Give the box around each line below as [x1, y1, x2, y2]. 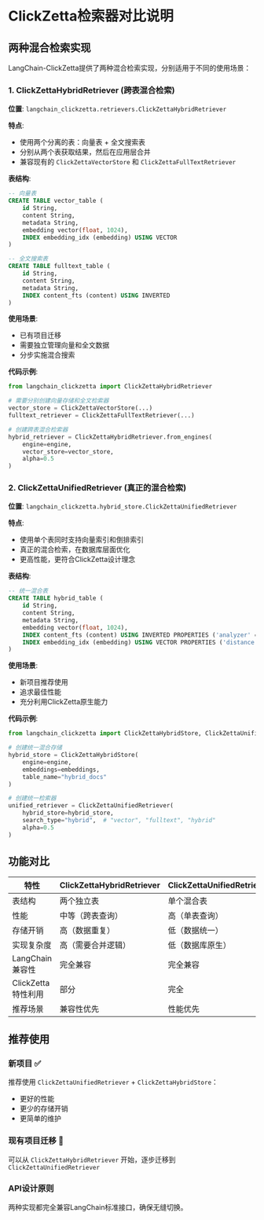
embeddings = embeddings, [22, 766, 101, 774]
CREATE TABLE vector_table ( [8, 197, 104, 205]
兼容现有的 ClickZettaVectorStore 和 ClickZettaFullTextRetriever [19, 157, 236, 167]
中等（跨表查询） [59, 909, 123, 921]
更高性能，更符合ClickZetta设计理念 [19, 555, 136, 564]
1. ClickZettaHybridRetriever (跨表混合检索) [8, 84, 175, 95]
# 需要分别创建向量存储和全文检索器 [8, 397, 109, 405]
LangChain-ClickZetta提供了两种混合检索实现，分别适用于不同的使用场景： [8, 64, 251, 72]
